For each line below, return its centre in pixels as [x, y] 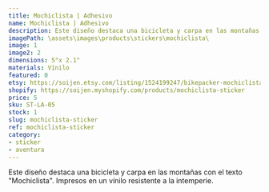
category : [25, 134]
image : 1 [23, 46]
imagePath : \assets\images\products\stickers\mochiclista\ [109, 38]
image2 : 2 [25, 53]
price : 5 [23, 98]
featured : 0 [28, 75]
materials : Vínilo [39, 68]
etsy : [17, 82]
